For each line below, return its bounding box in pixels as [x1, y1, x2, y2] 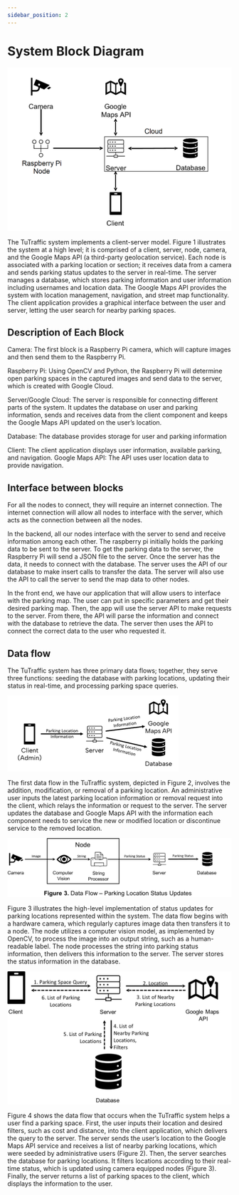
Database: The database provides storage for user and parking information [7, 432, 228, 441]
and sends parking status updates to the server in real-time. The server [7, 268, 217, 276]
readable [7, 942, 33, 951]
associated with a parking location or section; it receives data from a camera [7, 260, 232, 269]
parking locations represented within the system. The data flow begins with [7, 912, 228, 921]
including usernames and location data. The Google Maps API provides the [7, 283, 227, 291]
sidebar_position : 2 [7, 11, 69, 19]
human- [191, 934, 215, 943]
